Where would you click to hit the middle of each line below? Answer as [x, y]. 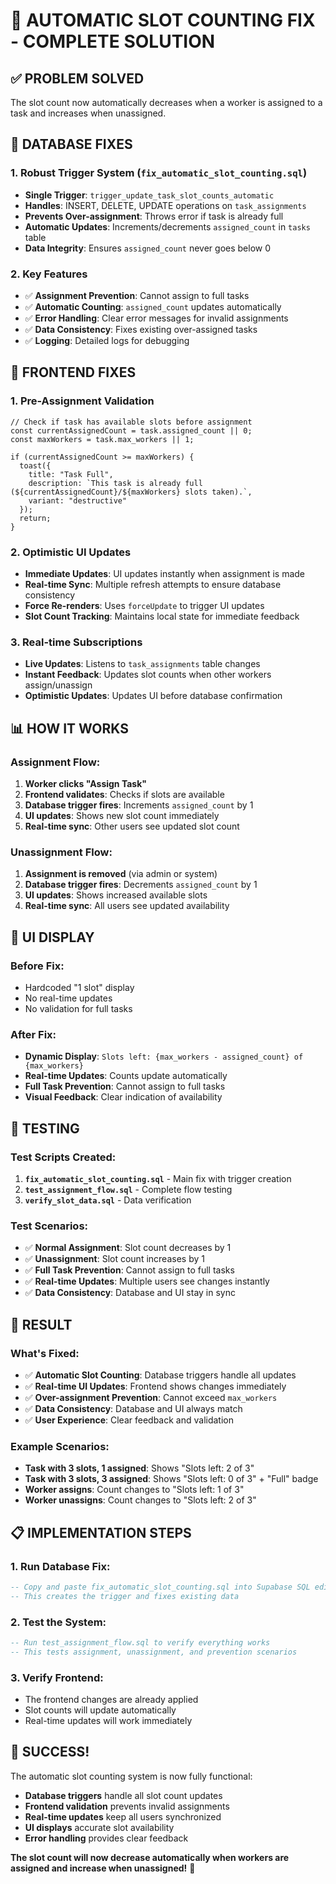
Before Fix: [37, 966]
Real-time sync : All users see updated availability [127, 906]
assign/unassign [58, 685]
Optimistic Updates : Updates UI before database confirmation [153, 696]
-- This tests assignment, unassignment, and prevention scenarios [154, 1652]
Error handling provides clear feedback [106, 1838]
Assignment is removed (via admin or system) [121, 874]
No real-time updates [68, 998]
